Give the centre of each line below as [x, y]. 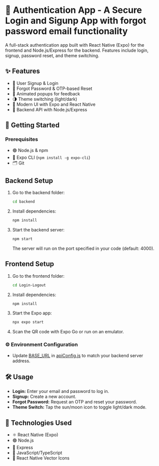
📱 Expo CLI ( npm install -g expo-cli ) [51, 157]
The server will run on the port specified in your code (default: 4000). [83, 248]
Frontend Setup [30, 264]
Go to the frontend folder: [38, 276]
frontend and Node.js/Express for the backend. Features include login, [77, 50]
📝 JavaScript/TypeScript [37, 453]
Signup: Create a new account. [44, 396]
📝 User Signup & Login [35, 83]
